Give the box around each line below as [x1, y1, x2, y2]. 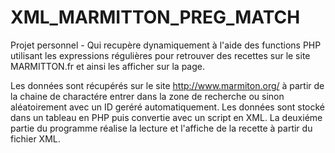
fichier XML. [10, 132, 61, 145]
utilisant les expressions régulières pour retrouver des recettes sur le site [10, 49, 311, 61]
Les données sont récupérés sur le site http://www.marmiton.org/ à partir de [10, 79, 325, 91]
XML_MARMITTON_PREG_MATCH [10, 6, 301, 29]
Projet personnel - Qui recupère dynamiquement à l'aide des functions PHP [10, 39, 322, 51]
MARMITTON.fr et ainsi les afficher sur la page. [10, 60, 205, 72]
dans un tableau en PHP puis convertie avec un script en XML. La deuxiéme [10, 111, 323, 123]
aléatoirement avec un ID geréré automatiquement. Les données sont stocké [10, 101, 326, 113]
